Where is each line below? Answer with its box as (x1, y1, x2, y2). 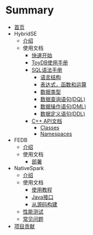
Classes (40, 124, 60, 131)
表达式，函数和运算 (40, 81, 87, 88)
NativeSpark (13, 164, 44, 171)
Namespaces (40, 130, 73, 137)
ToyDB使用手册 (31, 59, 68, 66)
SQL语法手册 (31, 66, 63, 73)
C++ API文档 (31, 117, 63, 125)
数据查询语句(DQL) (40, 95, 86, 102)
